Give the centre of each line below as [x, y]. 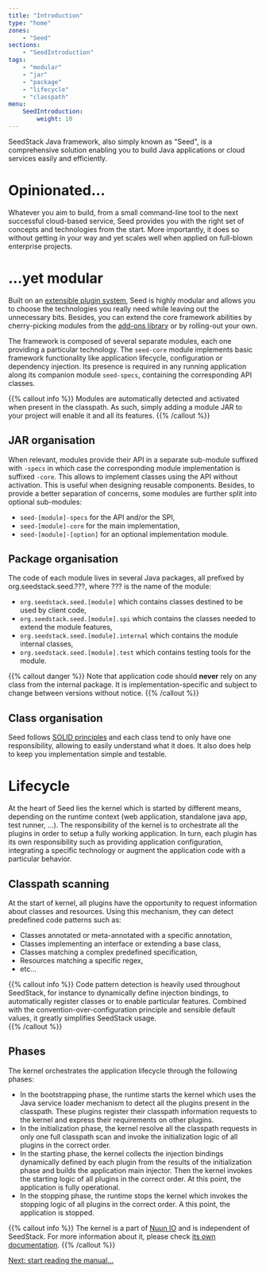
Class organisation [56, 718]
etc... [28, 969]
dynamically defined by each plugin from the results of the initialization [136, 1162]
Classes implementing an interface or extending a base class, [120, 943]
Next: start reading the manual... [61, 1260]
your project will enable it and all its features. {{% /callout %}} [109, 415]
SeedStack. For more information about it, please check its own [112, 1236]
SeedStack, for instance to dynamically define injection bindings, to [118, 993]
